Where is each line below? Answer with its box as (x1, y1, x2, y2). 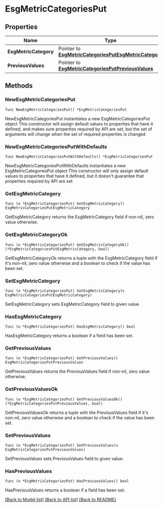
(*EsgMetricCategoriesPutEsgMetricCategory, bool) (5, 246, 110, 252)
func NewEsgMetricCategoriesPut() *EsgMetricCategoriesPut (5, 107, 127, 112)
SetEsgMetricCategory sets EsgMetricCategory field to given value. (5, 301, 141, 307)
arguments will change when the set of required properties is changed (5, 131, 146, 137)
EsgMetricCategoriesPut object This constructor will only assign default (5, 168, 148, 174)
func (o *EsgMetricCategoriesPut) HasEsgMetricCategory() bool (5, 324, 136, 329)
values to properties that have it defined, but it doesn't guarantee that (5, 173, 144, 179)
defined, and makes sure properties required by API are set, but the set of (5, 126, 153, 132)
